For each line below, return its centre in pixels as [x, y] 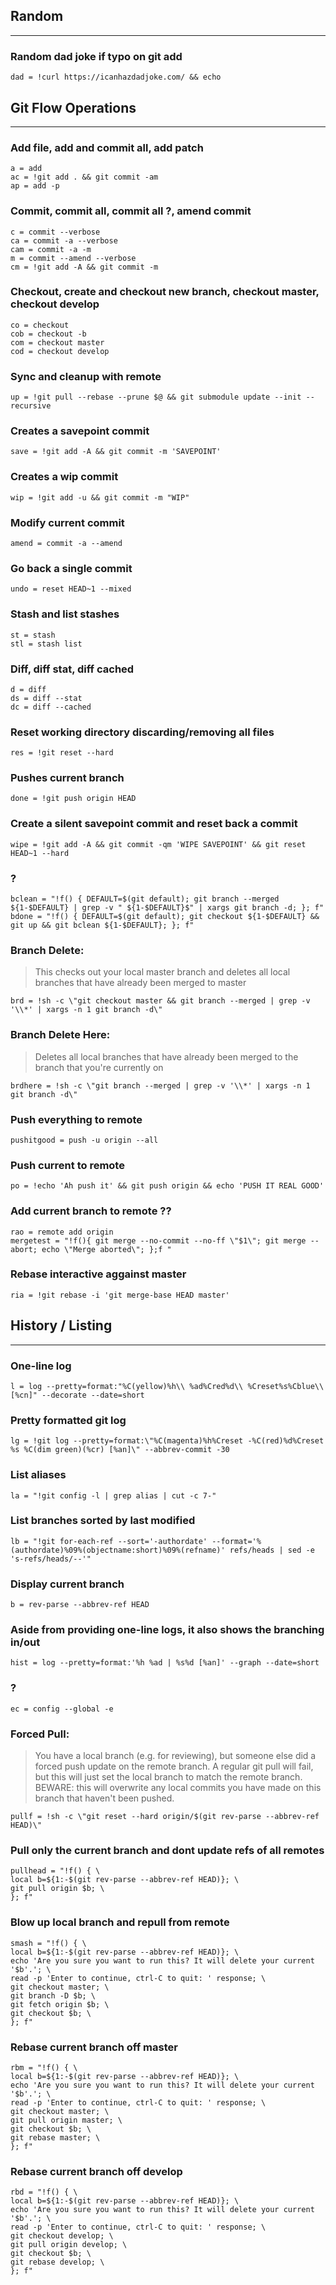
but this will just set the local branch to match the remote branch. [168, 1777]
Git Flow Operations [73, 107]
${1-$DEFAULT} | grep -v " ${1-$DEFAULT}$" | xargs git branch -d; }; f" [167, 908]
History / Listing [61, 1325]
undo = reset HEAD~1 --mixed [71, 589]
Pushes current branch [67, 778]
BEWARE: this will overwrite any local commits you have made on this [178, 1788]
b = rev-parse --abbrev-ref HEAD [80, 1605]
